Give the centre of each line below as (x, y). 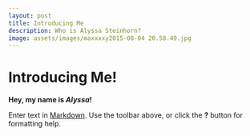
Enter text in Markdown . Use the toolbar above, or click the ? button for (125, 115)
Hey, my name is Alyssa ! (50, 100)
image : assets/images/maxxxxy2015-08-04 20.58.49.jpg (100, 38)
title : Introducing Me (46, 23)
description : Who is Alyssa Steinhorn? (75, 30)
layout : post (30, 16)
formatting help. (35, 124)
